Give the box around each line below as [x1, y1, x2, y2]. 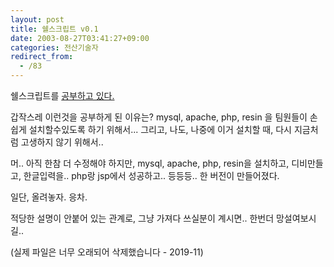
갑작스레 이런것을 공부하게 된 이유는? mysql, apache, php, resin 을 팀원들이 [10, 111, 308, 123]
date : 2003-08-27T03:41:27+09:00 [10, 33, 150, 43]
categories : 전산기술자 [10, 42, 99, 53]
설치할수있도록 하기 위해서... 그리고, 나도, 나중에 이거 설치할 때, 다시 [28, 124, 292, 135]
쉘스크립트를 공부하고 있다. [10, 90, 115, 101]
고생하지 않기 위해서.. [20, 136, 104, 148]
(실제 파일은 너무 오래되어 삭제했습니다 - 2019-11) [10, 246, 204, 258]
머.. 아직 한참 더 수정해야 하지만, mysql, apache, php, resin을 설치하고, [10, 157, 290, 169]
